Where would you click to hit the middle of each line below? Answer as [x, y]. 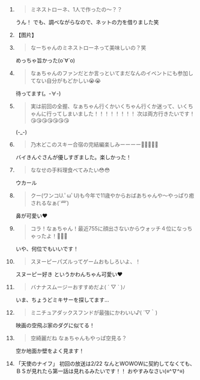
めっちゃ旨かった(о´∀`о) [45, 60]
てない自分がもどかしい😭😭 [66, 81]
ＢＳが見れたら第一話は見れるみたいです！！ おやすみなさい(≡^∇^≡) [100, 371]
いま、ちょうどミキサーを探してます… [62, 300]
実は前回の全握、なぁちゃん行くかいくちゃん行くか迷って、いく [109, 106]
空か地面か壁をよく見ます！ [50, 351]
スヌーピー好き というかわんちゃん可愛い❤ [69, 274]
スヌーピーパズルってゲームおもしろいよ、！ [86, 261]
